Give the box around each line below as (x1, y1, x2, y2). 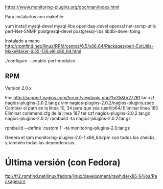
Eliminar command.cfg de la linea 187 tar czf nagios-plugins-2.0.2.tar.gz (5, 110, 150, 116)
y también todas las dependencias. (5, 139, 76, 145)
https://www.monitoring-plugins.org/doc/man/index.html (5, 4, 119, 10)
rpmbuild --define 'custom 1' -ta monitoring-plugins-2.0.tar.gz (5, 125, 130, 131)
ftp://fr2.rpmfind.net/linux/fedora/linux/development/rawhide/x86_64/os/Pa (5, 173, 158, 179)
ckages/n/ (5, 178, 26, 184)
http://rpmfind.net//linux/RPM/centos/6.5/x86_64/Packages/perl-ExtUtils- (5, 43, 154, 49)
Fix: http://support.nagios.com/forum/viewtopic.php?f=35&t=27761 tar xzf (5, 94, 155, 100)
